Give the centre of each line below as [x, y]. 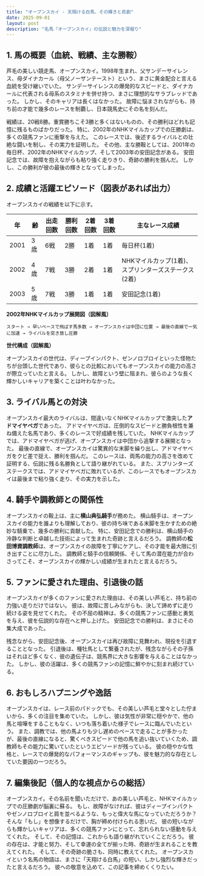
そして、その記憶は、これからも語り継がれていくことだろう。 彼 [114, 836]
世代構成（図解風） [30, 345]
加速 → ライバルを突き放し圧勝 [44, 333]
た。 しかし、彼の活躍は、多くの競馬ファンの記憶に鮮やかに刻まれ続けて [97, 664]
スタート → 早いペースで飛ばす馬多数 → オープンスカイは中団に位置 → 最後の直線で [97, 327]
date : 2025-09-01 [28, 18]
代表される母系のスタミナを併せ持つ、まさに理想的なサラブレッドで [107, 94]
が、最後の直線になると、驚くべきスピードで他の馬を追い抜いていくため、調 [102, 739]
